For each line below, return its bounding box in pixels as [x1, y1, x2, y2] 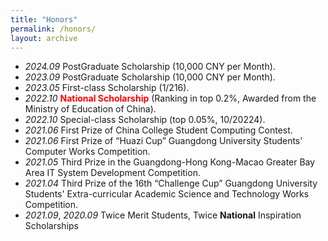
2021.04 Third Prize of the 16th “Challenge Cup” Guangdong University [24, 177, 318, 190]
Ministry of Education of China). [24, 103, 157, 115]
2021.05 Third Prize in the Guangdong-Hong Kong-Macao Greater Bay [24, 156, 316, 168]
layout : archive [10, 33, 78, 43]
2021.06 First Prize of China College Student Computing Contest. [24, 124, 293, 136]
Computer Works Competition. [24, 146, 151, 158]
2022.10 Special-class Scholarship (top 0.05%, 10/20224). [24, 114, 266, 126]
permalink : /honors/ [10, 24, 97, 34]
